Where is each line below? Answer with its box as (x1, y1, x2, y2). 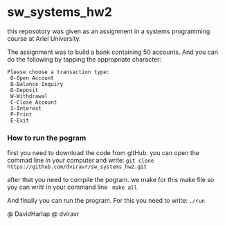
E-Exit (10, 117, 30, 124)
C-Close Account (10, 98, 57, 106)
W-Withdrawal (10, 93, 48, 100)
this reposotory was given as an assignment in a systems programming (7, 27, 210, 35)
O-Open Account (10, 74, 54, 82)
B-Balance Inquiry (10, 80, 64, 87)
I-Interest (10, 105, 42, 111)
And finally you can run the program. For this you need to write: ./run (7, 197, 206, 205)
